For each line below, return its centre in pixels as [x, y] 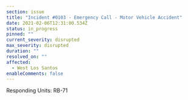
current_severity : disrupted [43, 40]
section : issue [25, 12]
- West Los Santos [35, 68]
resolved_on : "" [27, 57]
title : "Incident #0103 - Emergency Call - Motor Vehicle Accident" [94, 17]
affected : [19, 62]
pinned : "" [20, 34]
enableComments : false [35, 73]
